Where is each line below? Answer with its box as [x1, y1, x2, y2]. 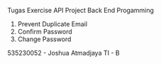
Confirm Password [17, 28, 72, 36]
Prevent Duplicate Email [17, 20, 87, 28]
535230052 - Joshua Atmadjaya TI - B [7, 49, 120, 57]
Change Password [17, 35, 72, 43]
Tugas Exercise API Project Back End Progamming [7, 6, 155, 14]
